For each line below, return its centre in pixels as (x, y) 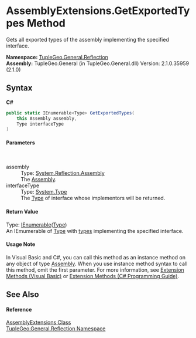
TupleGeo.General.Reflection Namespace (56, 329)
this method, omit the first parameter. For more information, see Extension (95, 270)
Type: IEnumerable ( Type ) (37, 225)
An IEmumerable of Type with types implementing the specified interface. (95, 231)
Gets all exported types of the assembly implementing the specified (88, 39)
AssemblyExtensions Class (39, 322)
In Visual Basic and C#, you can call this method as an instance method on (96, 257)
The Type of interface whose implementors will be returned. (93, 198)
